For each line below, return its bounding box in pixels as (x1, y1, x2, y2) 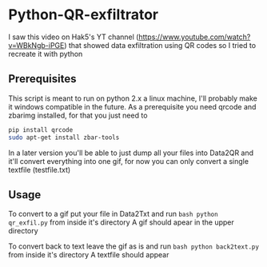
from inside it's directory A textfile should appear (8, 250, 169, 260)
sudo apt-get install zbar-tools (8, 133, 120, 141)
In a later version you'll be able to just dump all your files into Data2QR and (8, 148, 254, 157)
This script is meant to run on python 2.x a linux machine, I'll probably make (8, 94, 258, 103)
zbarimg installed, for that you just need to (8, 110, 148, 120)
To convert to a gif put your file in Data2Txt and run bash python (8, 209, 218, 219)
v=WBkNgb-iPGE (8, 40, 65, 50)
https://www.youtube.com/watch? (138, 32, 251, 42)
